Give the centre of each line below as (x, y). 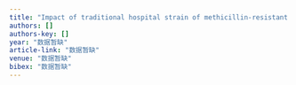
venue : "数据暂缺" (41, 58)
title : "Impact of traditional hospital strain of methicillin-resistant (149, 17)
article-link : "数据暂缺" (55, 50)
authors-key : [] (39, 34)
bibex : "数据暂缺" (41, 67)
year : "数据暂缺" (39, 42)
